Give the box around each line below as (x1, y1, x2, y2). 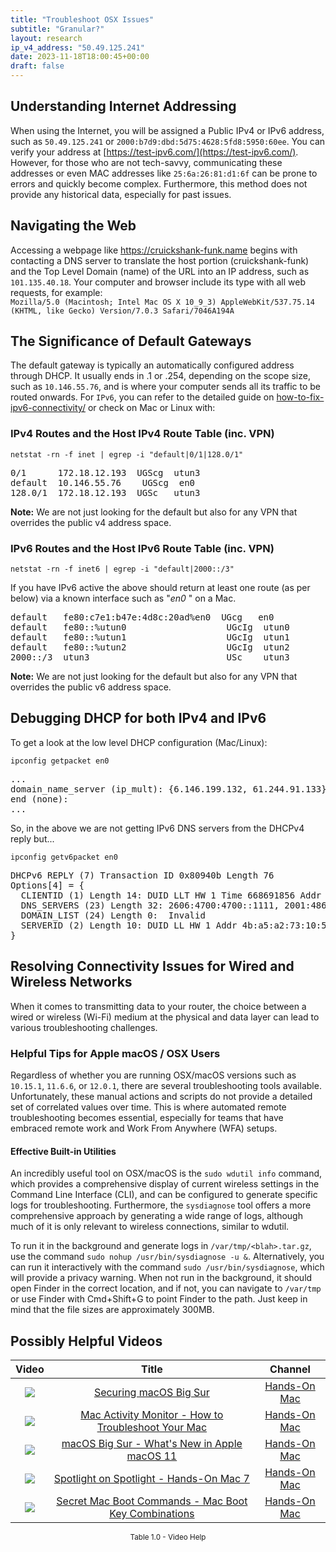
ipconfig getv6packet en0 (10, 852, 118, 862)
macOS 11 (126, 1449, 178, 1463)
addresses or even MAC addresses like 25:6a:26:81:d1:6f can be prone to (10, 167, 318, 179)
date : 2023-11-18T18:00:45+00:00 (10, 52, 150, 62)
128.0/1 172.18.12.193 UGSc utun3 (10, 487, 201, 498)
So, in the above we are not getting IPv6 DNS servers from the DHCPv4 (10, 822, 305, 834)
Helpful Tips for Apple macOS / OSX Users (10, 1046, 221, 1060)
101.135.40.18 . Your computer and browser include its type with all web (10, 276, 307, 288)
